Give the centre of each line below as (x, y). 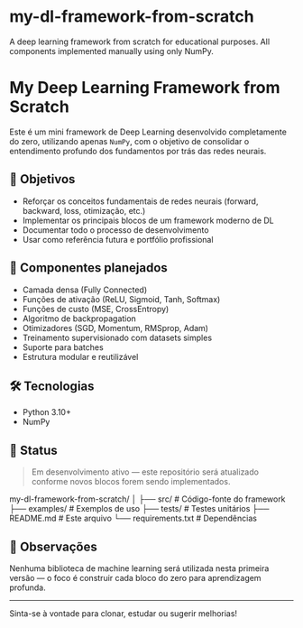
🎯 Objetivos (42, 179)
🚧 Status (34, 450)
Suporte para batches (63, 347)
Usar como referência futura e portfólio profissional (118, 239)
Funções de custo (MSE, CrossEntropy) (96, 309)
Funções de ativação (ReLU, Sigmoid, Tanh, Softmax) (121, 299)
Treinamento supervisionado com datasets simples (117, 337)
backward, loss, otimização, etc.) (84, 210)
